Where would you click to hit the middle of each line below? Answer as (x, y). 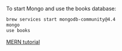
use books (18, 30)
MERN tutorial (23, 42)
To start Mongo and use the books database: (61, 9)
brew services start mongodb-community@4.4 (61, 20)
